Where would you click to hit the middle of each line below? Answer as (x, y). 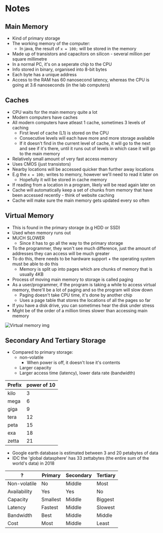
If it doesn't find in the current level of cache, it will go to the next (85, 143)
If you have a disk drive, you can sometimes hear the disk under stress (83, 305)
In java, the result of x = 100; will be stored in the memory (78, 49)
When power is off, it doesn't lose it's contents (73, 362)
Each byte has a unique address (44, 75)
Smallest (51, 500)
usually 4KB (31, 274)
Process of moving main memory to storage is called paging (72, 279)
